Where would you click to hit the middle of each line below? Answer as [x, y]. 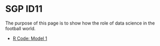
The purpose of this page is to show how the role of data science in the [80, 23]
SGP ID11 [24, 9]
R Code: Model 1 [30, 38]
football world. [20, 28]
